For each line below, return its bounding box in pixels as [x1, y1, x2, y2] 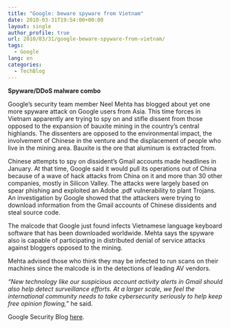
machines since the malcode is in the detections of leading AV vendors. [8, 264, 211, 272]
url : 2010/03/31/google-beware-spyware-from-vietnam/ [8, 36, 166, 43]
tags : [8, 42, 23, 49]
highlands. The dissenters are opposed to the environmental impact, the [8, 129, 213, 138]
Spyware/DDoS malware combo [8, 87, 101, 95]
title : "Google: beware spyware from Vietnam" [8, 10, 144, 17]
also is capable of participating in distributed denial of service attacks [8, 236, 206, 244]
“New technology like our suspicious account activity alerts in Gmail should [8, 277, 223, 285]
